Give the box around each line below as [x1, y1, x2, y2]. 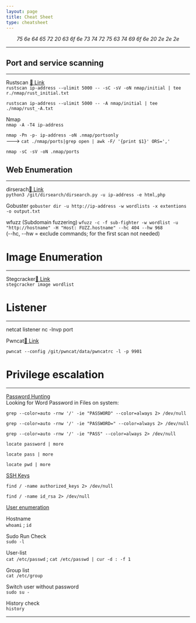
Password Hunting [6, 393, 51, 400]
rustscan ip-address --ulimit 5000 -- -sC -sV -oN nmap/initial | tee [6, 85, 181, 91]
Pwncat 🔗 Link [6, 337, 39, 344]
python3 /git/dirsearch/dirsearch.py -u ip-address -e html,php [6, 192, 166, 198]
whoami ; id [6, 521, 32, 528]
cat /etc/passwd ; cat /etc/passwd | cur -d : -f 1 [6, 555, 131, 562]
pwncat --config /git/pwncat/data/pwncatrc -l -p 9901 [6, 348, 142, 354]
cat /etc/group [6, 573, 43, 578]
